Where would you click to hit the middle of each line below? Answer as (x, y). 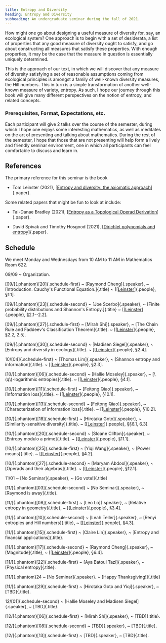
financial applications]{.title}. (34, 537)
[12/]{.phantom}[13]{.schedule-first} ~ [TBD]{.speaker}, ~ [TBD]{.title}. (77, 636)
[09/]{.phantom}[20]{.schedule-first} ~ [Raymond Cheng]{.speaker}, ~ (77, 284)
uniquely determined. (27, 59)
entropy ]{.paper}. (30, 232)
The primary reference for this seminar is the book (56, 178)
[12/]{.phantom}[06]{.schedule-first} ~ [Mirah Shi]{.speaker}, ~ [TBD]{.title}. (83, 616)
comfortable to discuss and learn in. (42, 150)
